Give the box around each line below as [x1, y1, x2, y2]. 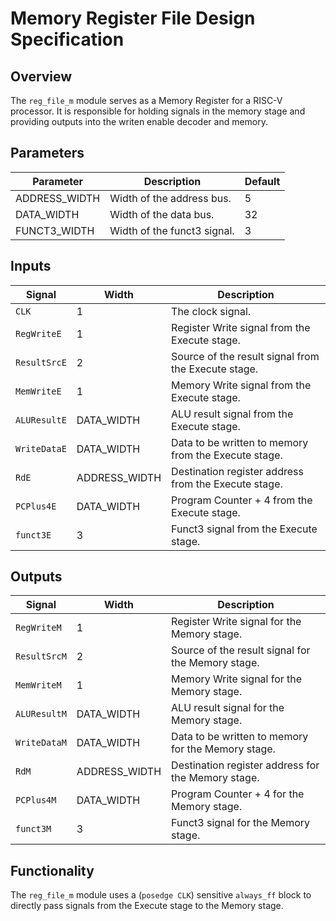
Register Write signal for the [171, 615, 302, 629]
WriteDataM [15, 737, 67, 749]
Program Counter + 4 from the [171, 493, 313, 507]
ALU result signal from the [171, 407, 294, 421]
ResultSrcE [15, 357, 67, 368]
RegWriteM [15, 622, 62, 634]
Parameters [10, 145, 85, 162]
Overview [10, 68, 73, 85]
